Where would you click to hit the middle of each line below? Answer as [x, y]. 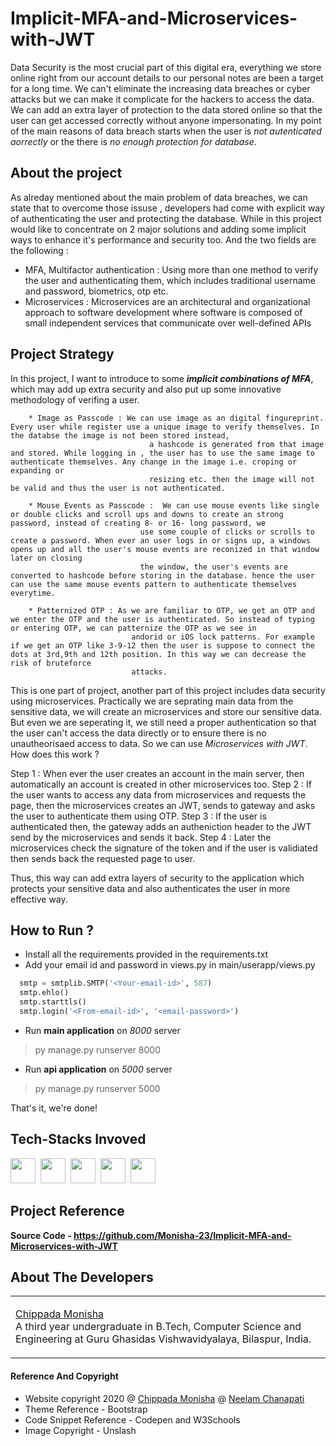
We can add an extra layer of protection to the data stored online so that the [166, 109]
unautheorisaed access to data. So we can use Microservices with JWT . [159, 743]
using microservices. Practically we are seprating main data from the [152, 701]
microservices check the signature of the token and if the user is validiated [164, 848]
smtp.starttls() [53, 1002]
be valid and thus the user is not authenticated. [118, 488]
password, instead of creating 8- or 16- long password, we [138, 523]
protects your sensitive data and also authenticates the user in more [150, 888]
